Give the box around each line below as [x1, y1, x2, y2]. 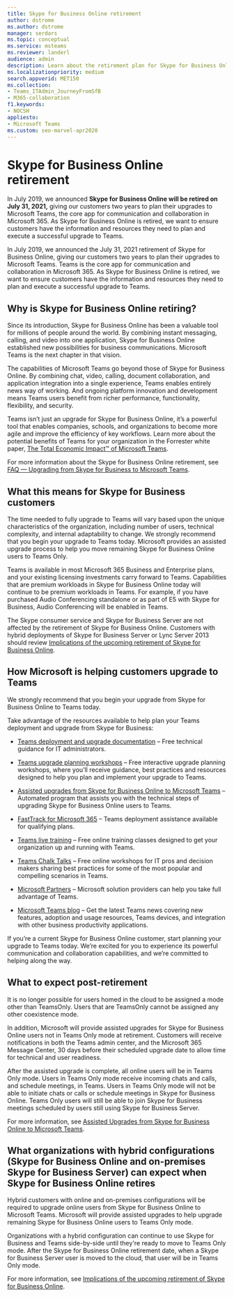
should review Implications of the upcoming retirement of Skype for [7, 638, 201, 646]
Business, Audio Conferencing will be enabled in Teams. [7, 602, 169, 611]
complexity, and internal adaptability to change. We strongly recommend [7, 529, 216, 538]
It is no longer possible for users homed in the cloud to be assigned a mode [7, 995, 224, 1003]
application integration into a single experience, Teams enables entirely [7, 379, 212, 388]
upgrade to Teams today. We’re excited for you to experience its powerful [7, 941, 218, 950]
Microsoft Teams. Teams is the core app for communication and [7, 260, 191, 268]
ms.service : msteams [7, 43, 68, 50]
